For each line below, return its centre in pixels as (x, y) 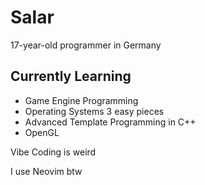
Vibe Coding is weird (53, 152)
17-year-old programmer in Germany (86, 45)
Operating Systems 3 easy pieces (94, 111)
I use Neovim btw (46, 171)
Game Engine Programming (81, 100)
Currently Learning (71, 76)
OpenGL (42, 132)
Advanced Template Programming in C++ (110, 122)
